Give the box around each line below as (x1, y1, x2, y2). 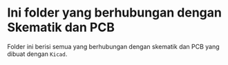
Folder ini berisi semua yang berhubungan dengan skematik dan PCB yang (7, 42, 220, 50)
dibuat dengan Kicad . (7, 50, 68, 58)
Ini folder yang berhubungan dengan (7, 5, 222, 21)
